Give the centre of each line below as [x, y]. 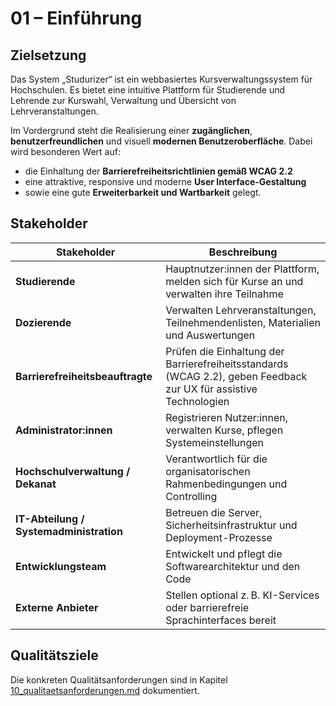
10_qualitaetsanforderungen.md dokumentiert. [105, 690]
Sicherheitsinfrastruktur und [231, 525]
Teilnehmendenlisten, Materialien [243, 322]
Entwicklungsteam [61, 566]
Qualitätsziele [54, 655]
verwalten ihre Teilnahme [224, 294]
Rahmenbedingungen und [226, 484]
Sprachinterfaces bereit [221, 620]
